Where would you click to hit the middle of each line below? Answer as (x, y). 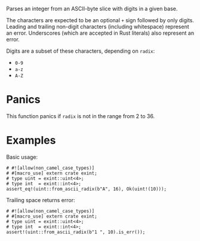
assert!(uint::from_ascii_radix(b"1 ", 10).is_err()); (76, 232)
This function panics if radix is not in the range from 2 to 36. (81, 116)
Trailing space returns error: (41, 200)
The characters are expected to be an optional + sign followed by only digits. (100, 20)
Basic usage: (22, 157)
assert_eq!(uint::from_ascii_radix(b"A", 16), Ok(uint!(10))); (87, 189)
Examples (31, 141)
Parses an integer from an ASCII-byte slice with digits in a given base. (92, 9)
